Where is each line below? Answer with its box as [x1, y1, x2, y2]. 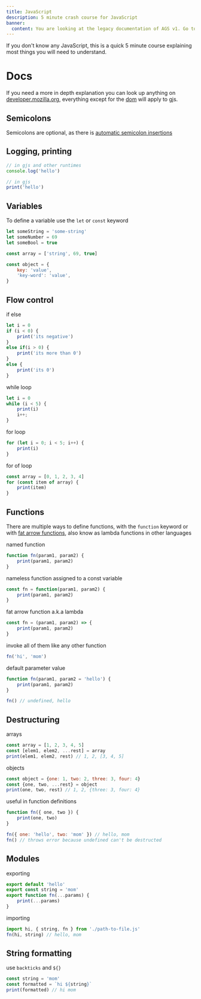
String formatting [6, 949, 72, 959]
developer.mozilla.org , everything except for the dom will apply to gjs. [6, 96, 178, 103]
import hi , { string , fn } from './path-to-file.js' [6, 926, 141, 932]
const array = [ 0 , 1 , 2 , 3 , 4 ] [6, 473, 84, 479]
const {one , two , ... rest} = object [6, 782, 98, 788]
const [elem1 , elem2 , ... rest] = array [6, 747, 106, 754]
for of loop [6, 462, 32, 469]
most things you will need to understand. [6, 49, 106, 56]
